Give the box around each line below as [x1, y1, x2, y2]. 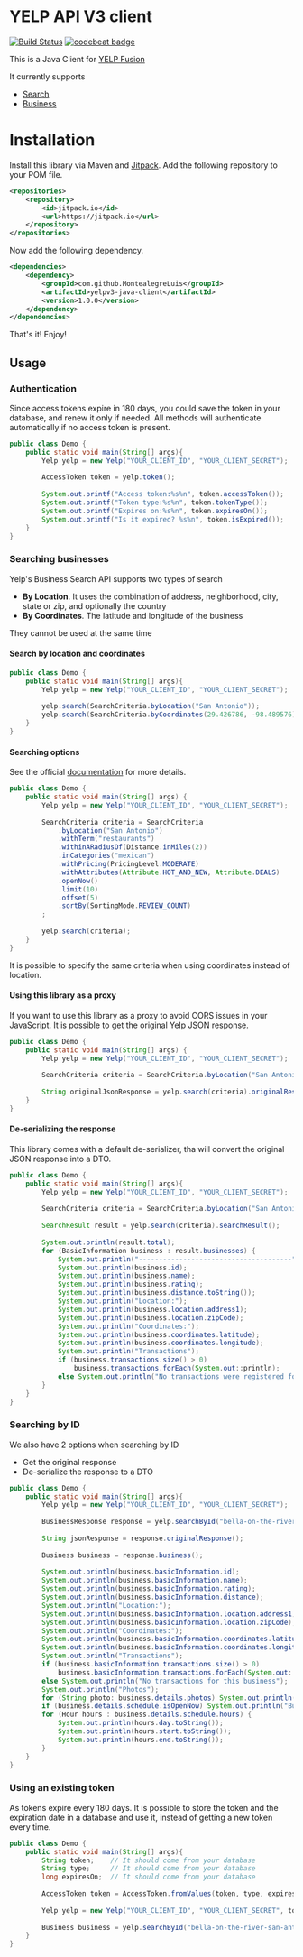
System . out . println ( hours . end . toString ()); [57, 1735, 224, 1744]
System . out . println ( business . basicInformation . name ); [41, 1576, 248, 1585]
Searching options [9, 746, 80, 757]
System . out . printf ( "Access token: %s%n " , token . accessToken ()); [41, 490, 284, 499]
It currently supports [9, 70, 86, 82]
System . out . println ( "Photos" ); [41, 1685, 160, 1694]
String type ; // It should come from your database [41, 1864, 256, 1873]
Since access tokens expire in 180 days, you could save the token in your [9, 402, 281, 413]
